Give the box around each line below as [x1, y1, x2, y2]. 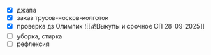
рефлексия [16, 40, 50, 48]
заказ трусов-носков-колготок [16, 14, 109, 22]
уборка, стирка [16, 32, 63, 40]
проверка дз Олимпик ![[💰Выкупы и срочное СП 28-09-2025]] [16, 22, 205, 31]
